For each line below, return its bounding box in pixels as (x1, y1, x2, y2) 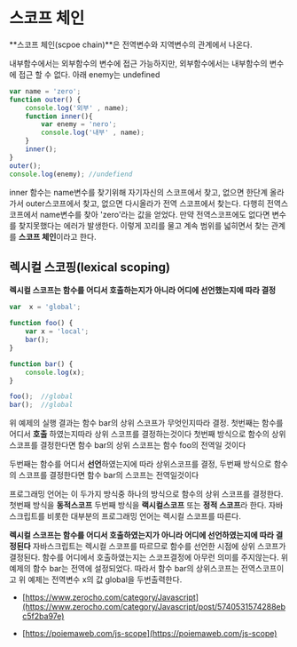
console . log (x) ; (25, 368, 86, 377)
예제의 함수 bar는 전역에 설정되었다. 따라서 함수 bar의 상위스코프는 (9, 563, 239, 574)
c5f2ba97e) (21, 611, 65, 622)
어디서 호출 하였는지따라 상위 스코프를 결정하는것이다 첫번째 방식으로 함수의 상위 (9, 428, 286, 440)
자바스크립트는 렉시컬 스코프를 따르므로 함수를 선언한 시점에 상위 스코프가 (32, 541, 286, 552)
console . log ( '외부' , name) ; (25, 103, 129, 112)
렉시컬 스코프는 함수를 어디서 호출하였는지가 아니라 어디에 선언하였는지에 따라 (9, 530, 275, 540)
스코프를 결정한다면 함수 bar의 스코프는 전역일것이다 (18, 470, 199, 481)
